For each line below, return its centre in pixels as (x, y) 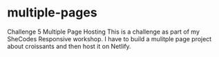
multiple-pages (53, 13)
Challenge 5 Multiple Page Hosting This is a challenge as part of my (104, 32)
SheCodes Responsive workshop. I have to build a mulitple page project (109, 38)
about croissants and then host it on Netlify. (69, 46)
